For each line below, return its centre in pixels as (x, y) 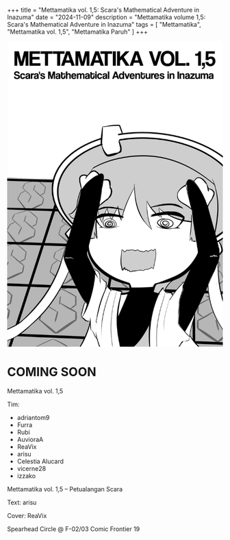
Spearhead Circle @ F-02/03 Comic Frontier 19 (74, 529)
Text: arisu (22, 502)
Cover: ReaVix (27, 515)
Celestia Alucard (40, 461)
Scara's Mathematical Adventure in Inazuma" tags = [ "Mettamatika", (104, 24)
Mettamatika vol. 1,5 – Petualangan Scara (65, 489)
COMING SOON (52, 372)
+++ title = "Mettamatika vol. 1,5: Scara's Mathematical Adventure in (103, 10)
